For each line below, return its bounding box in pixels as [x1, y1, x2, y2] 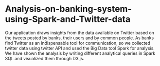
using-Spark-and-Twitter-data [5, 14, 131, 25]
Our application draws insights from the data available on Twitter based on [5, 30, 155, 35]
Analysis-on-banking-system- [5, 3, 132, 15]
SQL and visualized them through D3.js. [5, 55, 84, 61]
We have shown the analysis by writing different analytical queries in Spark [5, 50, 156, 56]
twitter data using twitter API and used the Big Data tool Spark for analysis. [5, 45, 155, 51]
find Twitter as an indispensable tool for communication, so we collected [5, 40, 151, 46]
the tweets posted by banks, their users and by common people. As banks [5, 35, 154, 41]
